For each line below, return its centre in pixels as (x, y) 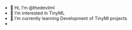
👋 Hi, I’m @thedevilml (32, 8)
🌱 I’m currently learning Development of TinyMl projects (69, 18)
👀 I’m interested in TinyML (37, 13)
